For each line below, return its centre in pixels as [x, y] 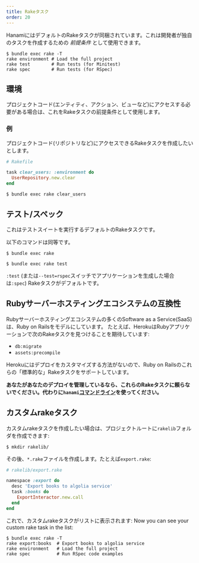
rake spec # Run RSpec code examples [65, 554]
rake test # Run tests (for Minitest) [63, 64]
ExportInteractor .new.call [50, 497]
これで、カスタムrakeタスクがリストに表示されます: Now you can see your [97, 520]
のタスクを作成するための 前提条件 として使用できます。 [75, 42]
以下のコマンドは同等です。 [40, 242]
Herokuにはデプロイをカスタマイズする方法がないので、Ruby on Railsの [94, 365]
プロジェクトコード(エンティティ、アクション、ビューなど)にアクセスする [96, 104]
